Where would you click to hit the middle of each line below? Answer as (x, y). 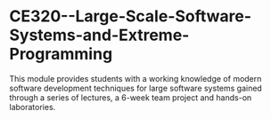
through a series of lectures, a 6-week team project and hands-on (131, 97)
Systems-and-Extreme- (99, 35)
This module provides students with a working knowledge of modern (135, 78)
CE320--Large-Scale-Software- (131, 16)
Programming (61, 54)
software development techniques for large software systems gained (136, 88)
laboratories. (33, 107)
